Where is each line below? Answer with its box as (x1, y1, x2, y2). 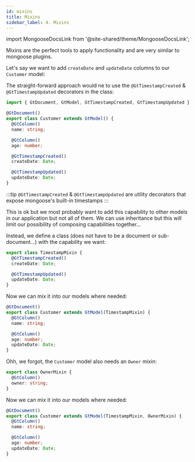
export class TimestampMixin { (6, 250, 83, 256)
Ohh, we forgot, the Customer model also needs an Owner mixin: (6, 358, 157, 365)
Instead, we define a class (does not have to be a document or (6, 232, 157, 239)
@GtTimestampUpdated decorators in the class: (6, 89, 114, 96)
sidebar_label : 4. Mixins (6, 19, 69, 25)
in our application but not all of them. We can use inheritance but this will (6, 215, 182, 222)
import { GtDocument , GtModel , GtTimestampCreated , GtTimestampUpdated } (6, 100, 190, 106)
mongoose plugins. (6, 53, 53, 60)
